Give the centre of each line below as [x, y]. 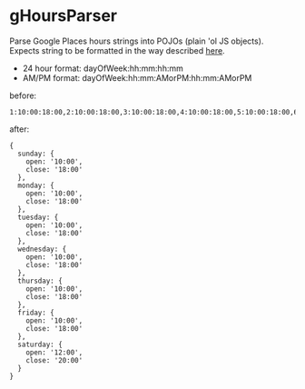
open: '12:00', [54, 352]
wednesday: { [42, 249]
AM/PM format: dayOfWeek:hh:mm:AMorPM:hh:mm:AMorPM [137, 77]
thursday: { [40, 281]
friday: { [36, 313]
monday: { [36, 185]
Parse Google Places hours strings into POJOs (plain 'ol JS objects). [137, 41]
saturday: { [40, 344]
